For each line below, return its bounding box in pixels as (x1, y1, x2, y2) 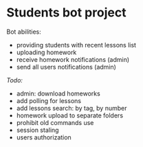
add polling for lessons (16, 96, 82, 104)
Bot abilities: (6, 27, 42, 36)
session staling (16, 126, 59, 134)
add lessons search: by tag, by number (16, 104, 127, 112)
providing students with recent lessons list (16, 41, 137, 49)
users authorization (16, 133, 71, 142)
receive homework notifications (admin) (16, 55, 130, 63)
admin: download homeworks (16, 89, 100, 98)
